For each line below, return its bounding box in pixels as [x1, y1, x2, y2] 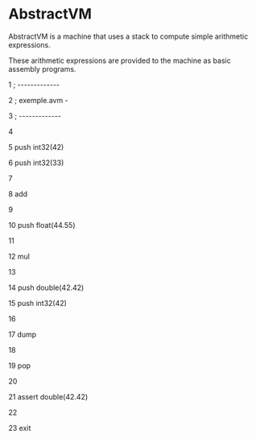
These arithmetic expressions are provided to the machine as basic [8, 56, 231, 65]
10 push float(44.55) [8, 220, 76, 230]
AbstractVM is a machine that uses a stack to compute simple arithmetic [8, 31, 249, 41]
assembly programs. [8, 64, 76, 73]
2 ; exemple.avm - [8, 95, 68, 105]
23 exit [8, 423, 31, 433]
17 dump [8, 329, 37, 339]
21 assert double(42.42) [8, 391, 89, 401]
